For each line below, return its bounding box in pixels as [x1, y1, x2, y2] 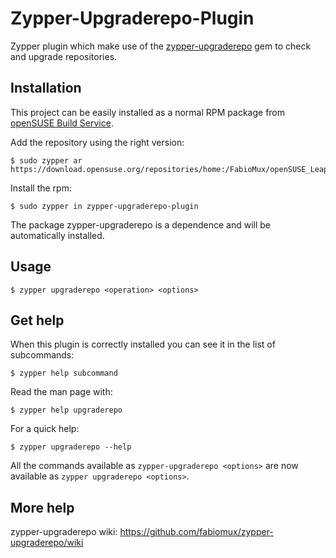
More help [10, 499, 75, 516]
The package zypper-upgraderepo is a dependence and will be [10, 218, 271, 231]
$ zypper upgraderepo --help [10, 442, 132, 452]
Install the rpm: [10, 182, 72, 194]
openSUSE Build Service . [10, 117, 114, 129]
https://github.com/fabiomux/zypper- [119, 526, 274, 538]
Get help [10, 312, 65, 329]
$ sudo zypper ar [10, 155, 83, 166]
